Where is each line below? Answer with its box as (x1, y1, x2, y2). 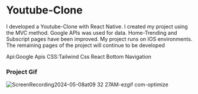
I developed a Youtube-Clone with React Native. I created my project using (6, 23, 188, 30)
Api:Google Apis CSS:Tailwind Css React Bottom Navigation (6, 53, 152, 60)
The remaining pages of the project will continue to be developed (6, 42, 165, 49)
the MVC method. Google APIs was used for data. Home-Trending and (6, 29, 177, 36)
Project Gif (6, 68, 37, 76)
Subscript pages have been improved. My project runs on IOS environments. (6, 35, 193, 42)
